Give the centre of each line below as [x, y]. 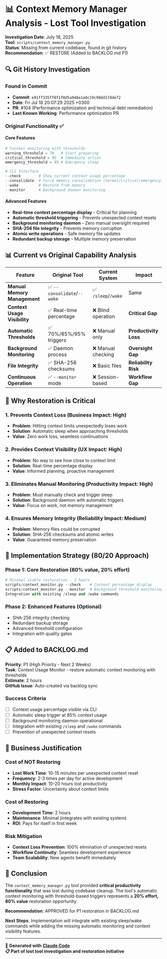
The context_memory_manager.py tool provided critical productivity [73, 886]
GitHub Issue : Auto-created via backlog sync [52, 685]
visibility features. [23, 932]
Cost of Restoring [27, 802]
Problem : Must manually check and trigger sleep [62, 495]
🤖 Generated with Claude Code [38, 946]
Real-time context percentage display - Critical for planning [75, 212]
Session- [109, 377]
